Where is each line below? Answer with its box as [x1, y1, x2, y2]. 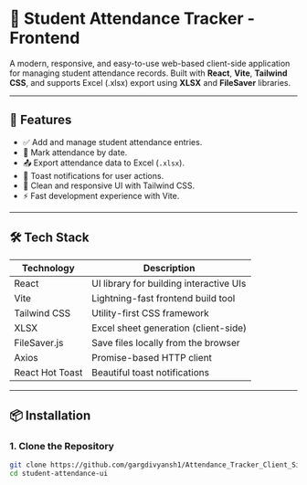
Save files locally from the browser [90, 336, 240, 349]
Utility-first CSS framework [90, 306, 210, 319]
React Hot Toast [14, 365, 83, 378]
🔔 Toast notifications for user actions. [22, 170, 164, 181]
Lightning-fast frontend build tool [90, 291, 236, 304]
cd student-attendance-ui [9, 469, 108, 479]
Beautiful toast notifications [90, 365, 210, 378]
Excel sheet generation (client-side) [90, 322, 248, 334]
